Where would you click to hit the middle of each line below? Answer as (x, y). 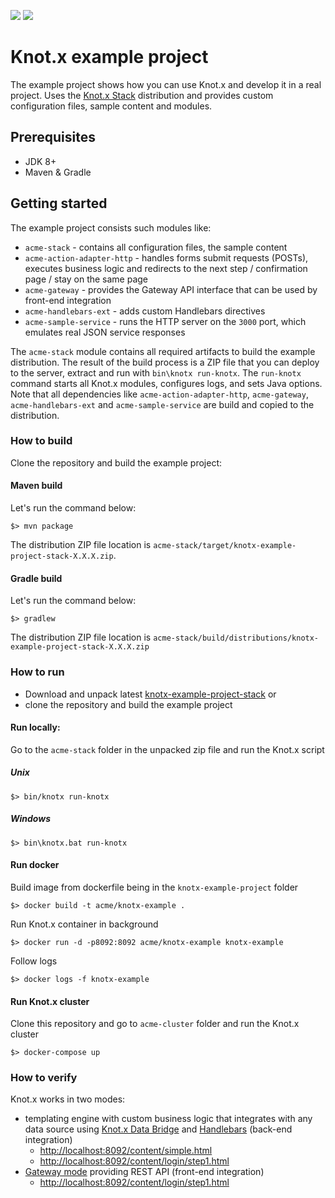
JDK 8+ (40, 161)
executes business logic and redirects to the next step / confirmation (166, 268)
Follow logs (34, 961)
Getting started (59, 203)
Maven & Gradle (58, 172)
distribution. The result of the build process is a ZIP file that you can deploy (165, 362)
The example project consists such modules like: (111, 227)
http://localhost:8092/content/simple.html (126, 1151)
